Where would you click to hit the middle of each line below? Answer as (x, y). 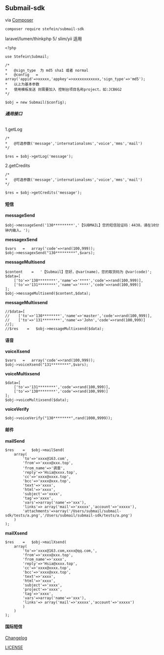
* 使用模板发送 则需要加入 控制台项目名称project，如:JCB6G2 (63, 89)
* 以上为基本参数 (22, 84)
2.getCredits (18, 166)
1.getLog (14, 129)
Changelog (16, 638)
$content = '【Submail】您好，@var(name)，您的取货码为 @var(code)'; (79, 272)
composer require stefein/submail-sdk (45, 29)
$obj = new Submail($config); (36, 102)
